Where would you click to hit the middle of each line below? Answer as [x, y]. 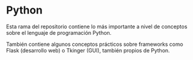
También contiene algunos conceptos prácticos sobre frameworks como [95, 44]
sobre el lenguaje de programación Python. [59, 32]
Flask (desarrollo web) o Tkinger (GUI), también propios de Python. [88, 50]
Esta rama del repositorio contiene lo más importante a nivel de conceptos [97, 26]
